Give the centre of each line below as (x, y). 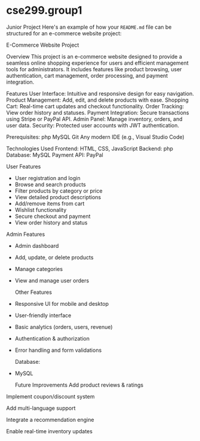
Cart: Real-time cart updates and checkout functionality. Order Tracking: (95, 106)
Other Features (33, 292)
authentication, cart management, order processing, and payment (87, 75)
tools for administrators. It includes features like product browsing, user (94, 69)
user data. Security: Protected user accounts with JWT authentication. (93, 125)
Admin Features (26, 234)
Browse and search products (50, 184)
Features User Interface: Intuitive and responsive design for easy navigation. (100, 93)
